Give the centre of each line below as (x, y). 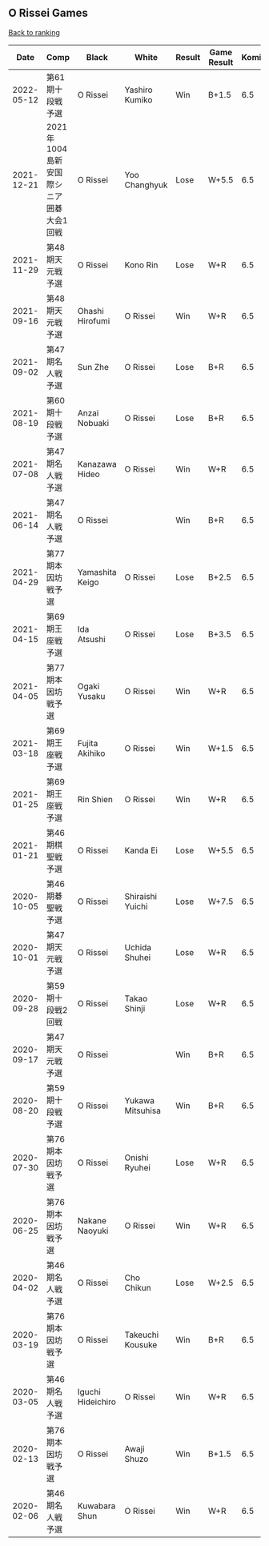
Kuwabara (96, 1506)
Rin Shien (95, 799)
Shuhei (138, 958)
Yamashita (97, 572)
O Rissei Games (48, 13)
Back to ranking (34, 32)
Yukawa (139, 1100)
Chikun (138, 1287)
